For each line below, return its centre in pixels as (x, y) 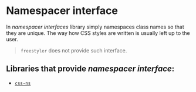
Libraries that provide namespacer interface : (90, 69)
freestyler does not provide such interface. (74, 50)
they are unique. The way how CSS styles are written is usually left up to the (98, 33)
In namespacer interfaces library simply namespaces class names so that (95, 27)
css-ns (23, 83)
